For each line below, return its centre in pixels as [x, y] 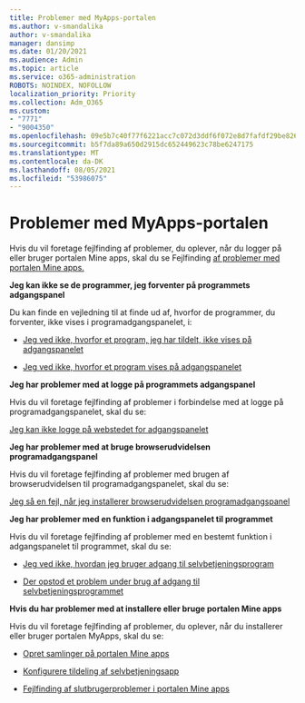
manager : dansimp [42, 43]
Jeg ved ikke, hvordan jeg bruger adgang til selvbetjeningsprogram [148, 564]
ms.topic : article [44, 69]
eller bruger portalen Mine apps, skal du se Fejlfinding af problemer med [145, 258]
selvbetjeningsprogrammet [73, 591]
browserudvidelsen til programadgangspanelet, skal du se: [119, 484]
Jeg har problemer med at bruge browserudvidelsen [110, 447]
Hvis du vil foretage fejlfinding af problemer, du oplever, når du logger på [146, 248]
